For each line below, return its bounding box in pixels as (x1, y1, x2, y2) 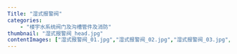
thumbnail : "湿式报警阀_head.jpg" (7, 29, 104, 37)
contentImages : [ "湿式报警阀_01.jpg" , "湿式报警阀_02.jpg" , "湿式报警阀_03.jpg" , (7, 36, 231, 43)
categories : (7, 17, 42, 24)
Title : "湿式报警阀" (7, 10, 62, 18)
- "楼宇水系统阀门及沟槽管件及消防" (20, 23, 111, 30)
